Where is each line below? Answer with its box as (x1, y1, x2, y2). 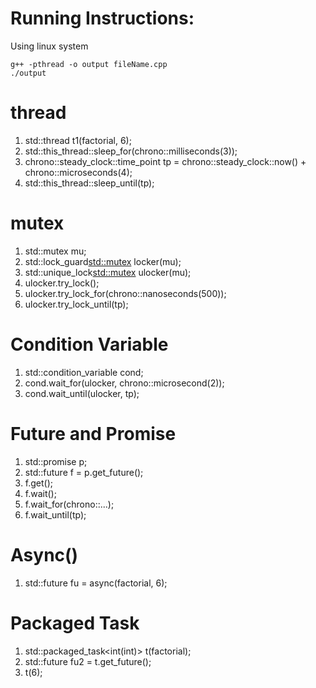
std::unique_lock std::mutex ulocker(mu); (24, 266, 192, 278)
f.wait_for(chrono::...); (24, 498, 115, 510)
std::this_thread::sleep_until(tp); (24, 177, 155, 189)
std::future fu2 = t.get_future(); (24, 655, 152, 667)
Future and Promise (10, 422, 177, 445)
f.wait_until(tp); (24, 508, 87, 521)
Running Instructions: (10, 7, 195, 30)
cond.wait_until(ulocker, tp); (24, 387, 140, 399)
